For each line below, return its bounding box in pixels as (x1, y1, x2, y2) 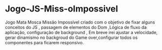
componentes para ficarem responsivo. (5, 39, 84, 45)
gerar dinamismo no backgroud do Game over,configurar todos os (5, 35, 138, 40)
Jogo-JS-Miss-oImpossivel (5, 3, 118, 14)
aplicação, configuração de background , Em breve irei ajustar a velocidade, (5, 29, 158, 35)
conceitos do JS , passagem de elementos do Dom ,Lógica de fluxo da (5, 24, 147, 30)
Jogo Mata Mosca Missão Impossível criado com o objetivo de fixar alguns (5, 19, 155, 25)
